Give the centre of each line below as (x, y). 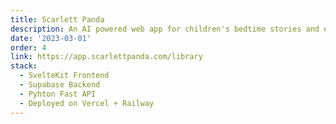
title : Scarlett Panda (57, 19)
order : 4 (28, 47)
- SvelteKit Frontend (64, 76)
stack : (24, 66)
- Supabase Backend (60, 85)
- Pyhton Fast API (58, 94)
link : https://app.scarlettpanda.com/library (106, 57)
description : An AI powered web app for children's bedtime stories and (165, 29)
